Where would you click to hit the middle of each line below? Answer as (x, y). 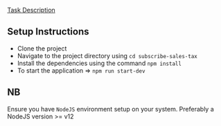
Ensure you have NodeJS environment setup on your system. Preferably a (111, 109)
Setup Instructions (48, 31)
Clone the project (42, 48)
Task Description (31, 10)
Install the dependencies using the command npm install (99, 63)
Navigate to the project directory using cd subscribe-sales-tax (107, 55)
